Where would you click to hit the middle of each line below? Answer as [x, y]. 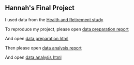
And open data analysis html [33, 57]
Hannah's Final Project [40, 8]
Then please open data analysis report [44, 48]
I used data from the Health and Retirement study [54, 19]
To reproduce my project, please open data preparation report [67, 29]
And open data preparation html [37, 38]
